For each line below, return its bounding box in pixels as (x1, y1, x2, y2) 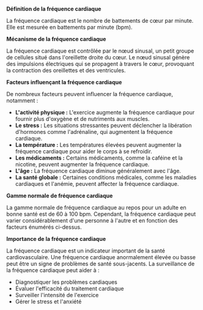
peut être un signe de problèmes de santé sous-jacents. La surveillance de (6, 260, 195, 267)
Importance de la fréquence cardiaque (6, 235, 106, 242)
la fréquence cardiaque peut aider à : (6, 267, 100, 274)
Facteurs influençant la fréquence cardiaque (6, 79, 122, 86)
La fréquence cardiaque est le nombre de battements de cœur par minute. (6, 17, 194, 24)
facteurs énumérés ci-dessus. (6, 223, 83, 231)
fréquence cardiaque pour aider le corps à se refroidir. (15, 148, 153, 155)
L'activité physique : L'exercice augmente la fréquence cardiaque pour (15, 109, 195, 116)
